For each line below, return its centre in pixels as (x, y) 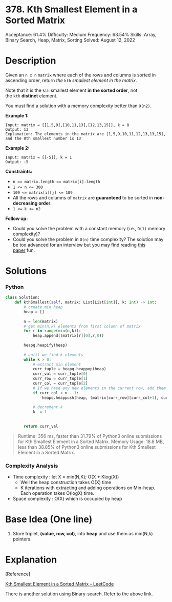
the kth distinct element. (31, 95)
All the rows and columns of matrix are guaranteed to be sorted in (83, 197)
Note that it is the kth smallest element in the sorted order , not (71, 90)
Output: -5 (17, 162)
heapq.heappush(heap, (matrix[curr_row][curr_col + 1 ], (100, 398)
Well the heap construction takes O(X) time (66, 483)
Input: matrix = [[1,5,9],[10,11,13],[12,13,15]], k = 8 (67, 125)
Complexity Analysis (32, 466)
